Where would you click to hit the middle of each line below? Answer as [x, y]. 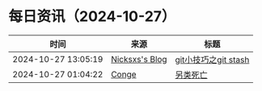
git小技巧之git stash [212, 60]
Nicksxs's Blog [139, 59]
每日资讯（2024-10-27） [92, 17]
